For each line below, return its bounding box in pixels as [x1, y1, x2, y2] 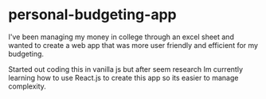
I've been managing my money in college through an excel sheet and [8, 32, 235, 42]
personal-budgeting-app [8, 6, 177, 24]
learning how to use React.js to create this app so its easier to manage [8, 73, 239, 82]
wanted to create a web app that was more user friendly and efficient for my [8, 40, 259, 49]
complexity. [8, 81, 46, 91]
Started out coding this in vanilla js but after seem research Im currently [8, 64, 244, 73]
